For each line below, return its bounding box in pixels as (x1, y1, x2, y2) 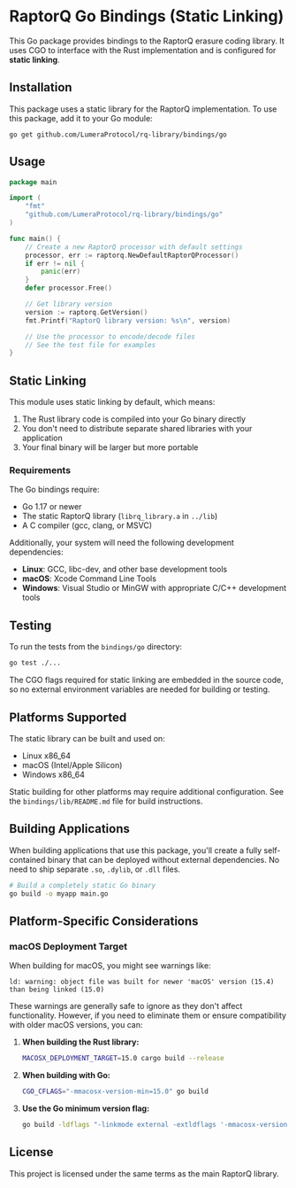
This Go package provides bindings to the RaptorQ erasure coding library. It (9, 35, 285, 46)
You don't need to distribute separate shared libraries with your (21, 423, 253, 434)
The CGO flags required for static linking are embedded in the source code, (9, 675, 285, 686)
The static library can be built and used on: (9, 733, 165, 743)
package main (9, 177, 57, 187)
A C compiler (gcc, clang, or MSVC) (21, 520, 153, 531)
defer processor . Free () (25, 283, 113, 293)
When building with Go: (21, 1070, 110, 1081)
